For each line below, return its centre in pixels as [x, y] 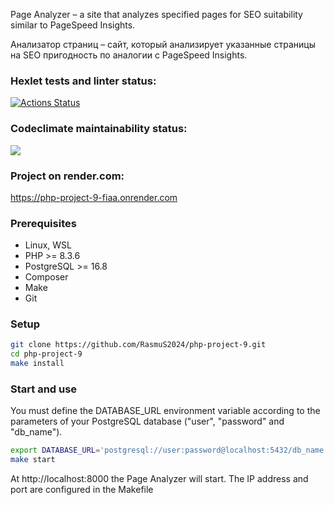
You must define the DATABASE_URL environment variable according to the [165, 411]
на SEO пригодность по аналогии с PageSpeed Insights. [129, 55]
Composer [46, 277]
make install [37, 364]
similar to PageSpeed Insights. [73, 25]
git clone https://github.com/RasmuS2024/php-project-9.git [138, 345]
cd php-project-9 [46, 354]
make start [33, 460]
